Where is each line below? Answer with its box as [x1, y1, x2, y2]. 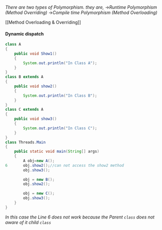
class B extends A [5, 75, 43, 80]
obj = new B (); [23, 177, 55, 182]
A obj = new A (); [23, 158, 55, 163]
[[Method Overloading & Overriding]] [5, 20, 81, 25]
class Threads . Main [5, 140, 46, 145]
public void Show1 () [14, 51, 57, 56]
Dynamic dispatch [5, 31, 44, 37]
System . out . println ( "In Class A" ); [23, 60, 97, 66]
